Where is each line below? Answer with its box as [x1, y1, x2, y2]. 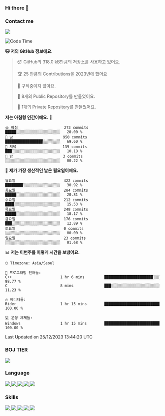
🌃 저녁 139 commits [5, 144, 87, 150]
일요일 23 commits [5, 236, 86, 241]
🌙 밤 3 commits [5, 154, 83, 159]
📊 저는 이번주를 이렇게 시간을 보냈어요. [5, 250, 80, 255]
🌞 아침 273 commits [5, 125, 89, 130]
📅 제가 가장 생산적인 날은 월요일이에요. [5, 167, 79, 173]
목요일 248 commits [5, 207, 89, 212]
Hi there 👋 [5, 4, 30, 11]
